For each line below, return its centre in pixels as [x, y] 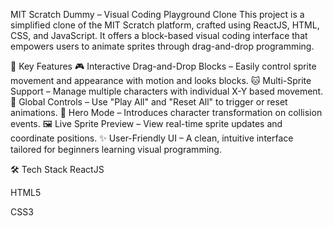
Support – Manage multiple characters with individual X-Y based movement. [167, 91]
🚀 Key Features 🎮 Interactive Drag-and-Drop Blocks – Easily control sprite [163, 66]
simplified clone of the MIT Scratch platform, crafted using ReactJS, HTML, [165, 25]
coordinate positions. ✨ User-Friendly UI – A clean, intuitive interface [152, 138]
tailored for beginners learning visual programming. [116, 149]
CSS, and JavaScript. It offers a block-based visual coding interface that [159, 35]
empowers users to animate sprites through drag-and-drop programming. [162, 46]
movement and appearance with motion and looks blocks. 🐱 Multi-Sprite [161, 80]
